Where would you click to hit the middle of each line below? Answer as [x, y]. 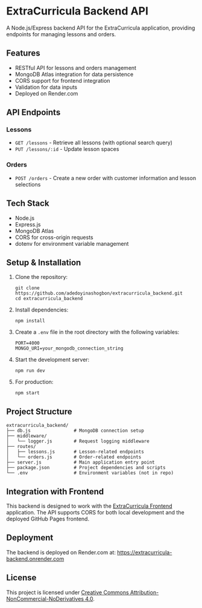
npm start [27, 393]
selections [28, 184]
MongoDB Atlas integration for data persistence [74, 74]
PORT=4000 [27, 343]
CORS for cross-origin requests [54, 237]
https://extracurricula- [145, 552]
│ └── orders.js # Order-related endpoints [74, 457]
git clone [27, 288]
